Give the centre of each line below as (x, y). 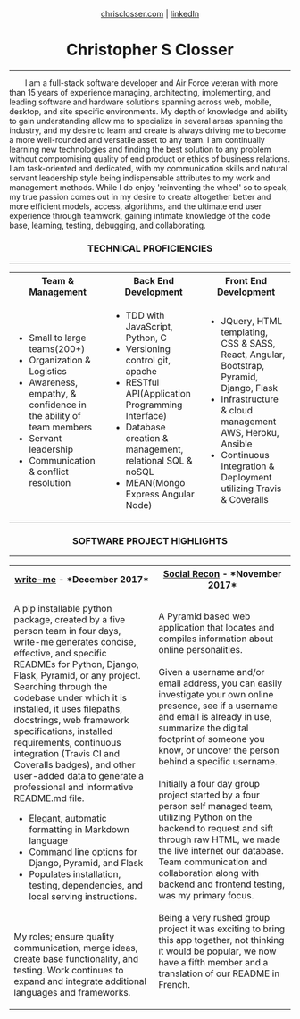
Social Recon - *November (222, 573)
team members (60, 427)
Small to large (58, 338)
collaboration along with (209, 873)
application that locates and (217, 627)
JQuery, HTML (252, 322)
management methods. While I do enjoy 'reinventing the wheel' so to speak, (149, 187)
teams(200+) (57, 349)
